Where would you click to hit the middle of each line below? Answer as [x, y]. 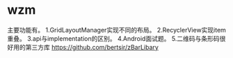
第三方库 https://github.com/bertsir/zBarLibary [92, 47]
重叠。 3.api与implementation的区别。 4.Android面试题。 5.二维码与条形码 [114, 38]
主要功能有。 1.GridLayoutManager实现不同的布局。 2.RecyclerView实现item [116, 30]
